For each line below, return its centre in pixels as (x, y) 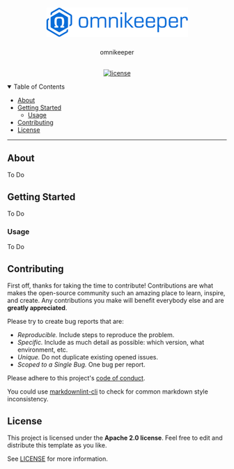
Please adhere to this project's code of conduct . (76, 378)
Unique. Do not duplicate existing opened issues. (88, 357)
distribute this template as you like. (57, 445)
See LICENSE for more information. (57, 459)
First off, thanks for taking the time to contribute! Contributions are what (110, 285)
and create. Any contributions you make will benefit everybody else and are (116, 301)
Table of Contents (39, 87)
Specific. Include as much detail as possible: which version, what (111, 343)
